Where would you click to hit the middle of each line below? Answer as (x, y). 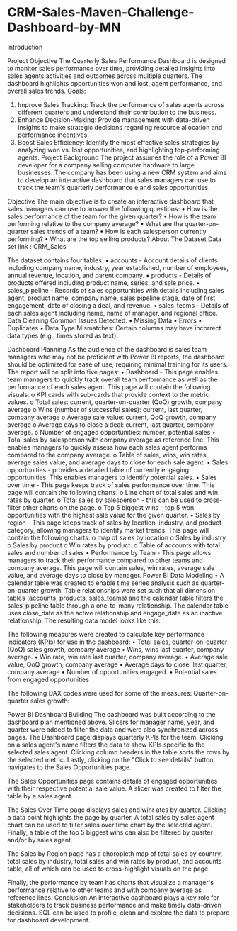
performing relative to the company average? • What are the (95, 223)
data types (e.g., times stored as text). (63, 335)
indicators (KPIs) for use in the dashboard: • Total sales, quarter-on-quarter (117, 642)
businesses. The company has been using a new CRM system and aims (122, 172)
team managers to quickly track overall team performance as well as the (112, 379)
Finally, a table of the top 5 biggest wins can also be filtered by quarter (110, 832)
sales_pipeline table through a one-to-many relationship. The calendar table (118, 605)
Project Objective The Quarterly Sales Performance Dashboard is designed (117, 60)
